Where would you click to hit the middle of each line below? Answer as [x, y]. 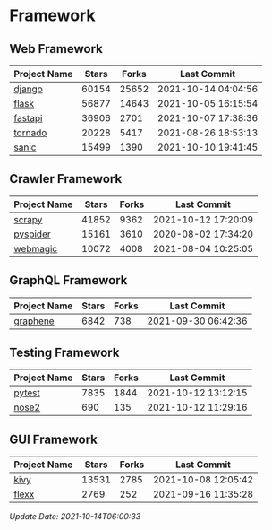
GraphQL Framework [68, 280]
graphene [34, 321]
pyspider [32, 234]
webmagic [36, 248]
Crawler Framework [66, 179]
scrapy [28, 219]
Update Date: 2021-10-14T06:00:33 [75, 517]
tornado [30, 133]
